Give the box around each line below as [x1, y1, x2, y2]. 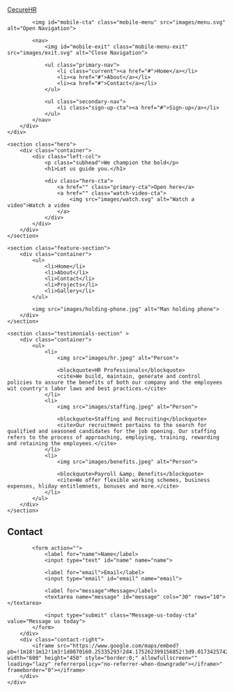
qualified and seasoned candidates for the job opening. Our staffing [7, 428, 217, 435]
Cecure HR [7, 6, 37, 13]
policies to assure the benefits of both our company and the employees [7, 379, 223, 386]
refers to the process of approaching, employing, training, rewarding [7, 434, 219, 441]
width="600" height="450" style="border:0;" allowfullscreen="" [7, 654, 198, 661]
